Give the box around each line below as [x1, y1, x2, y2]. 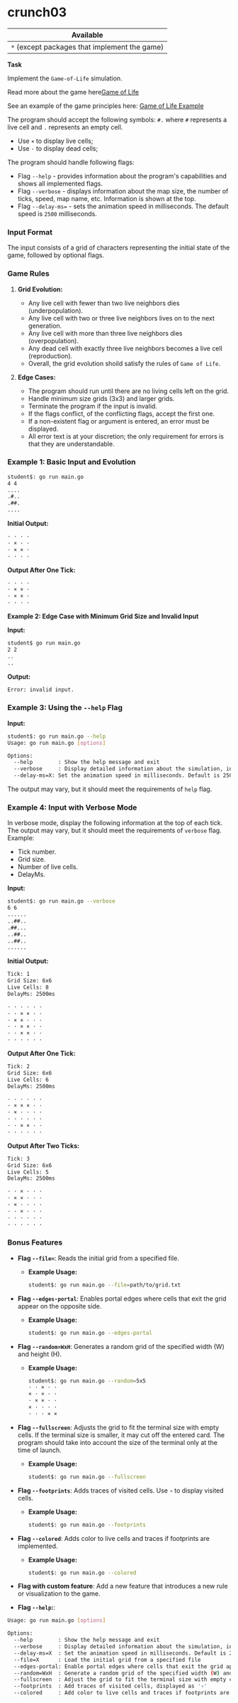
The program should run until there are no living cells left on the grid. [28, 387, 229, 395]
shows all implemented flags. [17, 179, 103, 188]
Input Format [7, 227, 53, 237]
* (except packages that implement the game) [11, 42, 164, 52]
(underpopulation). [28, 306, 84, 315]
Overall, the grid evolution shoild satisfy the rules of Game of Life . [28, 359, 221, 367]
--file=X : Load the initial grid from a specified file [13, 1656, 201, 1663]
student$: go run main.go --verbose [7, 898, 115, 905]
